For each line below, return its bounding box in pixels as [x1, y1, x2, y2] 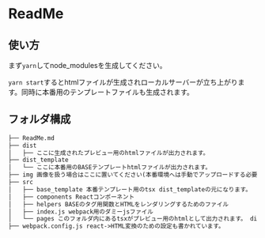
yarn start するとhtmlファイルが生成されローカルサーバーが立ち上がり [8, 77, 238, 87]
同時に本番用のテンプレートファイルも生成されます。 [21, 88, 194, 96]
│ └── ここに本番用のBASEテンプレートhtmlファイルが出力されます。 [8, 164, 212, 172]
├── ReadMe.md [8, 134, 55, 142]
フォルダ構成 [8, 112, 71, 127]
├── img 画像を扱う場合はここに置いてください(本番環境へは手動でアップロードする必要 [8, 171, 258, 179]
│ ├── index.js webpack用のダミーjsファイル [8, 207, 154, 216]
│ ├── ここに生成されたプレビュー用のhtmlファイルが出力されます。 [8, 149, 210, 157]
